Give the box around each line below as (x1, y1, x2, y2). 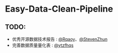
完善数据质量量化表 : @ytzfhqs (12, 42, 74, 48)
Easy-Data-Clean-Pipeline (5, 3, 113, 15)
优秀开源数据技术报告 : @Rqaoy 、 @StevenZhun (12, 36, 108, 42)
